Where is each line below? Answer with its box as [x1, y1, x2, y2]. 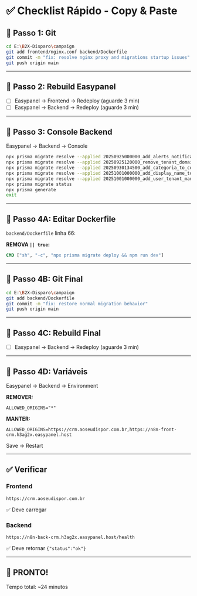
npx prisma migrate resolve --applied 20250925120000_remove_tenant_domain [6, 159, 195, 165]
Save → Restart [6, 442, 43, 449]
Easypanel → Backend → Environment [6, 382, 98, 389]
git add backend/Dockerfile [6, 295, 75, 301]
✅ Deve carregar [6, 506, 47, 513]
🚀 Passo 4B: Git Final [6, 274, 83, 284]
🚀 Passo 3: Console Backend [6, 126, 113, 136]
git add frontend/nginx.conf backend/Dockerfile [6, 49, 127, 55]
